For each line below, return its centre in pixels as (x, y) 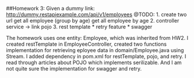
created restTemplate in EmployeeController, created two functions (87, 44)
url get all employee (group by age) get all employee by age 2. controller (93, 21)
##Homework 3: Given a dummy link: (50, 8)
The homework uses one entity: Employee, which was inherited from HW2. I (97, 38)
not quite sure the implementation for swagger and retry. (74, 68)
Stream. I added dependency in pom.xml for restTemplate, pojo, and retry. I (96, 56)
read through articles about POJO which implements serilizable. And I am (94, 62)
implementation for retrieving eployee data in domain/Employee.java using (95, 50)
